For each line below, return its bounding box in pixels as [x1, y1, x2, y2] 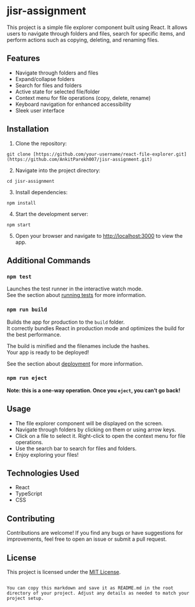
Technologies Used [6, 469, 79, 479]
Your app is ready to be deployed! [6, 348, 89, 356]
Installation [6, 124, 49, 134]
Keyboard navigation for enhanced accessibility [15, 101, 132, 108]
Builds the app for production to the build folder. [6, 318, 125, 325]
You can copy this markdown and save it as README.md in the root [6, 585, 174, 591]
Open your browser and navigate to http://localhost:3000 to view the [15, 232, 183, 239]
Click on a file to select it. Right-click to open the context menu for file [15, 432, 186, 439]
